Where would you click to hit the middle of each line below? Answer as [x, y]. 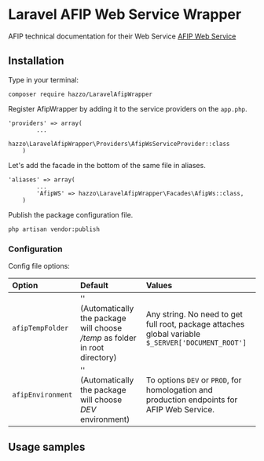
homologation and [180, 390]
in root [92, 348]
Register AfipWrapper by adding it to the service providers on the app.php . [128, 108]
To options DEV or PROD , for [194, 380]
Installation [36, 61]
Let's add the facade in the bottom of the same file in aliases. [107, 165]
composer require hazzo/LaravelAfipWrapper [81, 94]
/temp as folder [108, 338]
